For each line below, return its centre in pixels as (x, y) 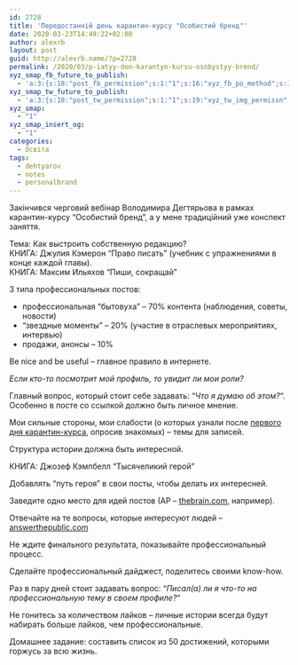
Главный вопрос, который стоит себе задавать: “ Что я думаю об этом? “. (147, 396)
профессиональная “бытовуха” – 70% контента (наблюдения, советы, (155, 306)
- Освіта (33, 149)
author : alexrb (37, 42)
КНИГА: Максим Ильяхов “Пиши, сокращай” (93, 273)
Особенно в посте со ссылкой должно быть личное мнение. (124, 406)
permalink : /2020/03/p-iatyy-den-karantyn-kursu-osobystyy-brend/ (134, 67)
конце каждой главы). (51, 263)
